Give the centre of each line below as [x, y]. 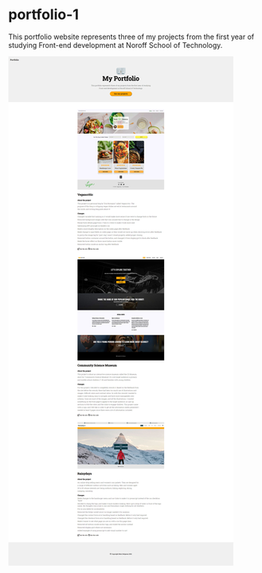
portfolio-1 [44, 15]
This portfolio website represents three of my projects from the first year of [131, 37]
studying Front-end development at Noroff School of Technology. [115, 45]
